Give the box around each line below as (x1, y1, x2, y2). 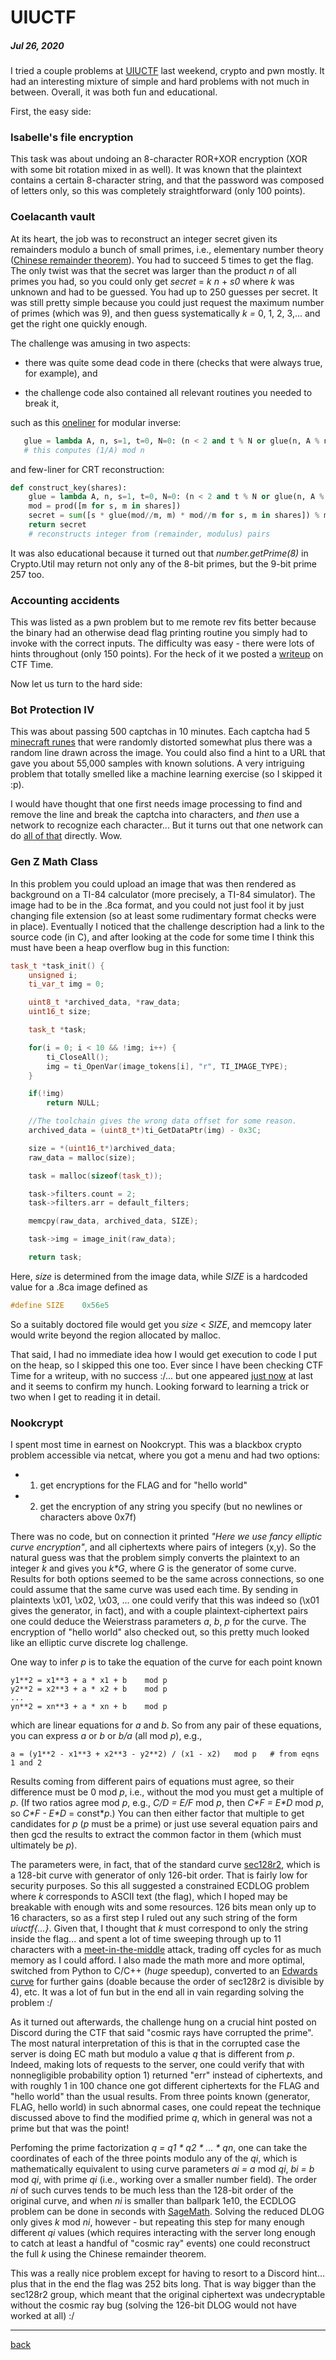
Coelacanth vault (10, 210, 96, 224)
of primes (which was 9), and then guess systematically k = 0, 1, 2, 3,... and (10, 307, 321, 319)
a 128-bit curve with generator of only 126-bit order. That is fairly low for (10, 1869, 308, 1881)
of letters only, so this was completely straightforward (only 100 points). (10, 185, 306, 197)
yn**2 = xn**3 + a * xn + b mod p (10, 1702, 168, 1712)
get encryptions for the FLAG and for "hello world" (39, 1479, 248, 1491)
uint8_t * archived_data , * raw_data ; (28, 997, 182, 1008)
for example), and (24, 367, 98, 379)
